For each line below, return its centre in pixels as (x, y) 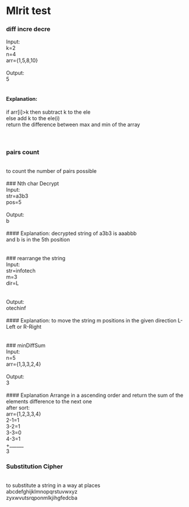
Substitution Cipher (35, 466)
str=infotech (21, 270)
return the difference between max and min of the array (73, 124)
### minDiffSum (26, 345)
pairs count (23, 152)
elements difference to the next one (49, 401)
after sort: (18, 407)
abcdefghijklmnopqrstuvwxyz (42, 492)
